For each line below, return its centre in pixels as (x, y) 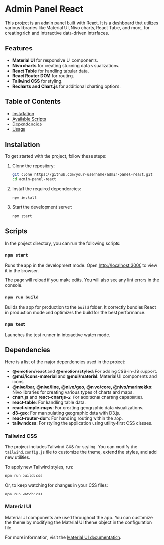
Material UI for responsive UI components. (55, 60)
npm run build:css (24, 476)
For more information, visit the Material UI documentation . (63, 537)
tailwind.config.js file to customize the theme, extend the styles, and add (81, 452)
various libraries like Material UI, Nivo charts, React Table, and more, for (78, 27)
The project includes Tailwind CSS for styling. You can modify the (71, 446)
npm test (15, 325)
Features (19, 48)
